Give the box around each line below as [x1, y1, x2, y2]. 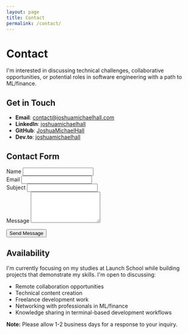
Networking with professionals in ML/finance [15, 302, 128, 310]
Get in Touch [6, 97, 56, 108]
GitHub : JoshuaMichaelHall [15, 127, 85, 135]
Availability [6, 248, 50, 259]
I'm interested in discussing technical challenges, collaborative [6, 67, 164, 74]
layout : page [6, 9, 40, 15]
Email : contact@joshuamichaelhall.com [15, 114, 115, 121]
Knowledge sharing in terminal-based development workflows [15, 308, 172, 316]
